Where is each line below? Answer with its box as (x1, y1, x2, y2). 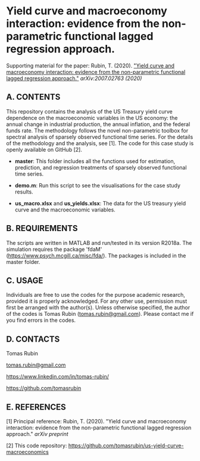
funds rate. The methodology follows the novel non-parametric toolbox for (6, 127, 189, 134)
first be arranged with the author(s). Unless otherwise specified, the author (6, 304, 190, 311)
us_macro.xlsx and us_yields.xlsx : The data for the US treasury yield (14, 199, 186, 207)
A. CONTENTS (6, 92, 61, 102)
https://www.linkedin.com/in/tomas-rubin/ (6, 373, 109, 380)
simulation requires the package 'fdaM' (6, 245, 102, 253)
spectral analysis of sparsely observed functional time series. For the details (6, 133, 193, 140)
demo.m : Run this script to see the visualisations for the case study (14, 182, 180, 189)
